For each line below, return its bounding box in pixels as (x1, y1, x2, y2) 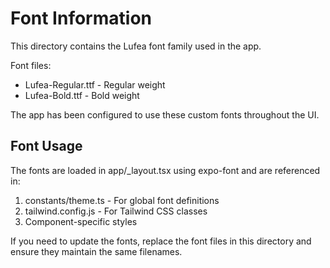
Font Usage (10, 138, 83, 155)
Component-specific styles (24, 215, 138, 227)
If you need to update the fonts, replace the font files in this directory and (10, 235, 312, 247)
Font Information (10, 7, 152, 30)
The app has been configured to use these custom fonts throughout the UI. (10, 108, 320, 121)
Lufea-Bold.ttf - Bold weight (24, 89, 140, 101)
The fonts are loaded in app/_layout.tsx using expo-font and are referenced (10, 164, 321, 176)
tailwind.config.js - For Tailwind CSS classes (24, 205, 208, 217)
